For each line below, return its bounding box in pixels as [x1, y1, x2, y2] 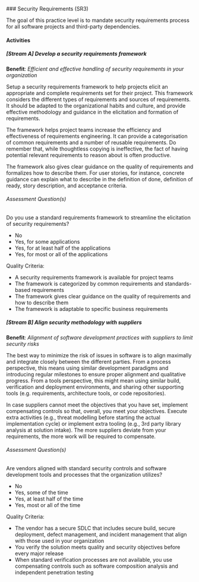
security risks [6, 340, 40, 347]
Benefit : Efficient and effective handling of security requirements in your [6, 65, 184, 73]
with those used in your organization [14, 537, 105, 544]
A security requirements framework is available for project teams [14, 273, 174, 281]
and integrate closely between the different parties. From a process [6, 358, 171, 365]
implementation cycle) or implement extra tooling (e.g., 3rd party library [6, 420, 181, 427]
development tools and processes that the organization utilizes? [6, 471, 162, 478]
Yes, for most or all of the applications [14, 250, 108, 257]
